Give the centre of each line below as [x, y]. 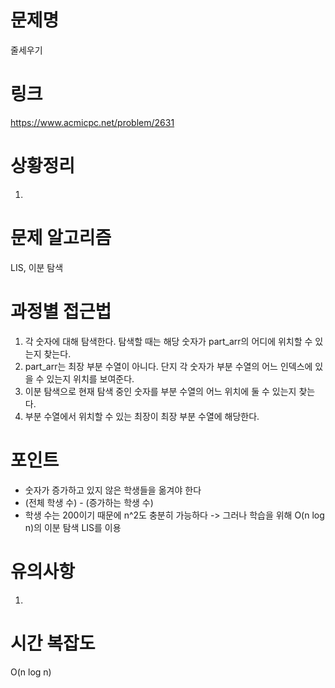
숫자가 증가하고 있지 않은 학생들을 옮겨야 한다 [113, 490]
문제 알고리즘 [61, 238]
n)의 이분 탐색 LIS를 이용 [73, 527]
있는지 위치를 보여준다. [90, 378]
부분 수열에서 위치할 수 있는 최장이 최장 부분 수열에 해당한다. [142, 416]
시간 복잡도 [53, 643]
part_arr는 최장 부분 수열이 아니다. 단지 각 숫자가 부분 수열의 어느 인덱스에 [168, 366]
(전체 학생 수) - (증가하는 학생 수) [89, 502]
